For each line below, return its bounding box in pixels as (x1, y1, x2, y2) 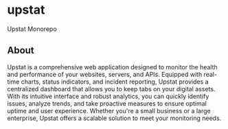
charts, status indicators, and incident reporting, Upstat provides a (21, 78, 209, 86)
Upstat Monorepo (7, 25, 57, 33)
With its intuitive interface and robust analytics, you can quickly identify (7, 92, 209, 100)
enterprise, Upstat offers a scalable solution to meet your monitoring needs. (7, 114, 222, 122)
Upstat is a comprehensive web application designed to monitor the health (7, 62, 218, 71)
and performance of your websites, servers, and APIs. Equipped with (7, 70, 203, 78)
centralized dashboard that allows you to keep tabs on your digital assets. (7, 84, 216, 93)
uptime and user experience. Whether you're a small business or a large (7, 106, 211, 115)
